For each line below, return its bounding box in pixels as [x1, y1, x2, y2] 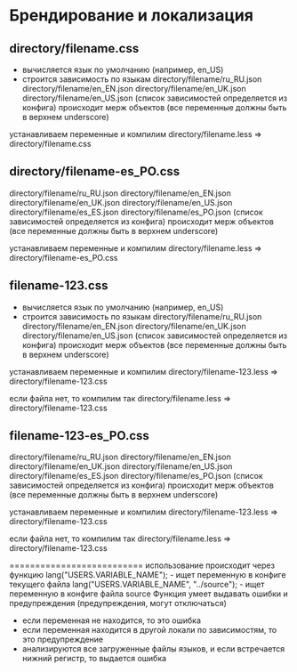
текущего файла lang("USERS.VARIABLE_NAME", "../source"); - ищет [9, 579, 265, 590]
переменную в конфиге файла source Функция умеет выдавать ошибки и [9, 588, 289, 599]
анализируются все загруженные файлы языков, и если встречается [21, 644, 285, 654]
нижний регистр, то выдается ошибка [21, 653, 167, 664]
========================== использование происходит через [9, 560, 276, 571]
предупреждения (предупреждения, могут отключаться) [9, 598, 227, 609]
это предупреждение [21, 634, 104, 645]
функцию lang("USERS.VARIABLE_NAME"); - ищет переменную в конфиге [9, 570, 286, 580]
